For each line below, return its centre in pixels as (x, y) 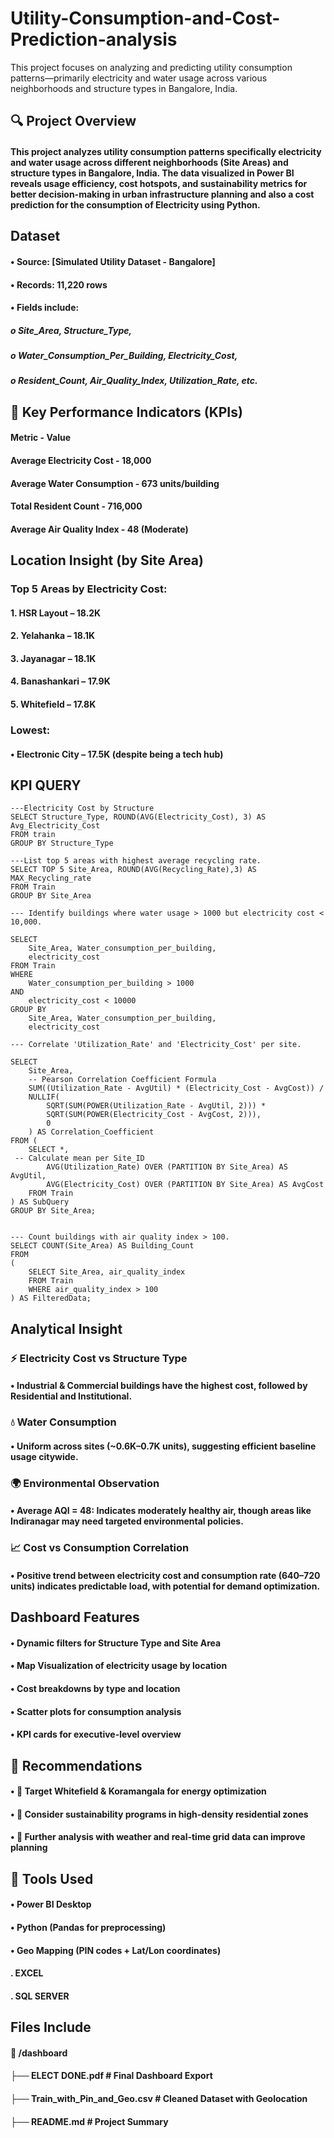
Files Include (51, 2027)
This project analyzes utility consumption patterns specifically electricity (166, 151)
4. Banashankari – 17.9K (60, 681)
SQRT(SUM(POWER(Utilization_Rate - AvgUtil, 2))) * (156, 1106)
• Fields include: (45, 308)
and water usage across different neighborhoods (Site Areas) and (149, 162)
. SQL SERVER (40, 1996)
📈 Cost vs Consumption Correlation (100, 1548)
